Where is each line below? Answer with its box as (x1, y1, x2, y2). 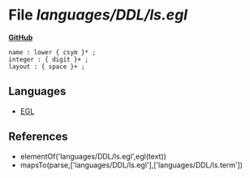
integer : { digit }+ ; (8, 55, 89, 63)
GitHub (8, 33, 33, 42)
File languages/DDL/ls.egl (8, 6, 188, 24)
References (8, 130, 68, 144)
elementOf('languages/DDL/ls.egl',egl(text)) (19, 151, 166, 161)
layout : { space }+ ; (8, 63, 85, 71)
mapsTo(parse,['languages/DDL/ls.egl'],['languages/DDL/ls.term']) (19, 160, 244, 170)
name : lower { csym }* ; (8, 48, 96, 56)
